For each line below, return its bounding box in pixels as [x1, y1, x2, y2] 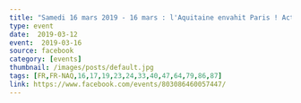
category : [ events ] [9, 55, 82, 64]
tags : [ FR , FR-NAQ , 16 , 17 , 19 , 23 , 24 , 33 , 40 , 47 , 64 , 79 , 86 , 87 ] [9, 72, 222, 81]
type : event [9, 21, 54, 30]
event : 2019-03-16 [9, 38, 82, 47]
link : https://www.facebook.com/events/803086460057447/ [9, 80, 227, 89]
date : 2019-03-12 [9, 30, 78, 39]
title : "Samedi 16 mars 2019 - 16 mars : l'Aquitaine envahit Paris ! [9, 13, 279, 22]
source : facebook [9, 47, 74, 56]
